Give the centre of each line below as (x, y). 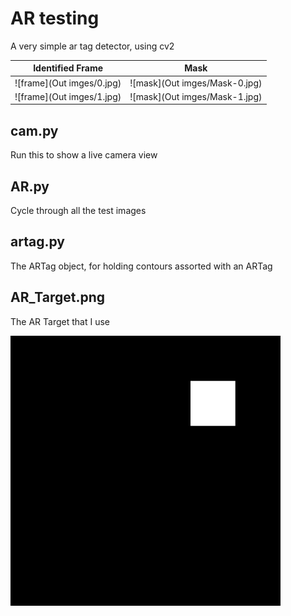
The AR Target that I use (60, 321)
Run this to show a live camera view (84, 155)
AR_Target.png (58, 297)
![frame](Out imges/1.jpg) (68, 96)
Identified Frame (68, 68)
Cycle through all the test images (78, 211)
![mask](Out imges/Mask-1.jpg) (196, 96)
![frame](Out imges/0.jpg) (68, 83)
